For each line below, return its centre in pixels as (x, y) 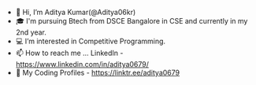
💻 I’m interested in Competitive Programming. (91, 41)
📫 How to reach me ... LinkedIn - (69, 53)
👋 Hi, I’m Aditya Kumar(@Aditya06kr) (76, 12)
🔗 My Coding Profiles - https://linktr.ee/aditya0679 (97, 72)
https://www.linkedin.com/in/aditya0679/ (82, 64)
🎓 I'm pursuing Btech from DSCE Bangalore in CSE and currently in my (132, 21)
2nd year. (31, 32)
